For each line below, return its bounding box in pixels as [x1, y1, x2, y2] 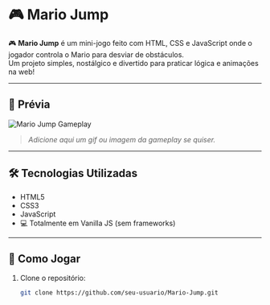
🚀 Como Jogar [8, 252, 81, 266]
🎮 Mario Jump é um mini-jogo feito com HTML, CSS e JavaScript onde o [8, 38, 253, 47]
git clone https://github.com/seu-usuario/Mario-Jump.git [19, 289, 219, 297]
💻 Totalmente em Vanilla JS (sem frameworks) [19, 218, 176, 228]
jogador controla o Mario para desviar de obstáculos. [8, 49, 185, 60]
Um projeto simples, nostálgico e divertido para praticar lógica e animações [8, 58, 259, 68]
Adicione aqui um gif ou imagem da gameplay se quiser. [27, 134, 215, 144]
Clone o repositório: [19, 274, 86, 283]
